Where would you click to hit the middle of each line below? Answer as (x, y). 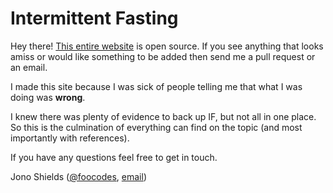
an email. (29, 67)
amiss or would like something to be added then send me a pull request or (163, 56)
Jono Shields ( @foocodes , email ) (78, 176)
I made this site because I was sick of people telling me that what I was (156, 86)
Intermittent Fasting (94, 18)
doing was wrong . (48, 97)
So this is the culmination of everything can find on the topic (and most (156, 127)
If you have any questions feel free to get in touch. (114, 157)
